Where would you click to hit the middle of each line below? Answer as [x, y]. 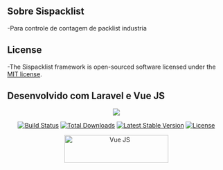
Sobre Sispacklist [46, 11]
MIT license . [25, 74]
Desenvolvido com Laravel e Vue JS [86, 96]
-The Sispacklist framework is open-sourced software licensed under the [111, 67]
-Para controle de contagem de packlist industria [77, 28]
